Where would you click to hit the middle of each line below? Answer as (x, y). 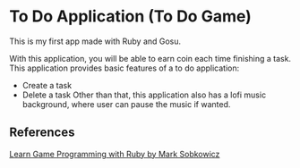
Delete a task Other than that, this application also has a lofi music (144, 95)
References (42, 133)
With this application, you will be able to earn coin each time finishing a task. (150, 58)
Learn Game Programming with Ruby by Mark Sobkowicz (115, 154)
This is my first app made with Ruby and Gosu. (95, 41)
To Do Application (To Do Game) (131, 17)
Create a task (47, 85)
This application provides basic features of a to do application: (124, 68)
